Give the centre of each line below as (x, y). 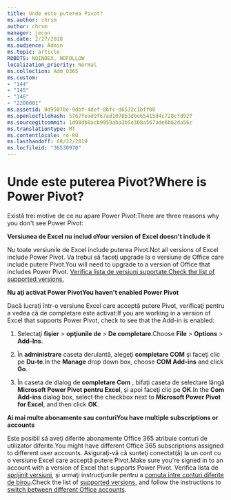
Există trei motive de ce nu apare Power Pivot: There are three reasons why (113, 216)
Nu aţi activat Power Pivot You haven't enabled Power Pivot (93, 292)
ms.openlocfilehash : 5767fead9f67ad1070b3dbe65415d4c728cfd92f (100, 116)
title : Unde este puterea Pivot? (55, 13)
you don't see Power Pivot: (46, 223)
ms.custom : (23, 77)
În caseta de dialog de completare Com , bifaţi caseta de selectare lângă (121, 382)
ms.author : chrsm (32, 20)
